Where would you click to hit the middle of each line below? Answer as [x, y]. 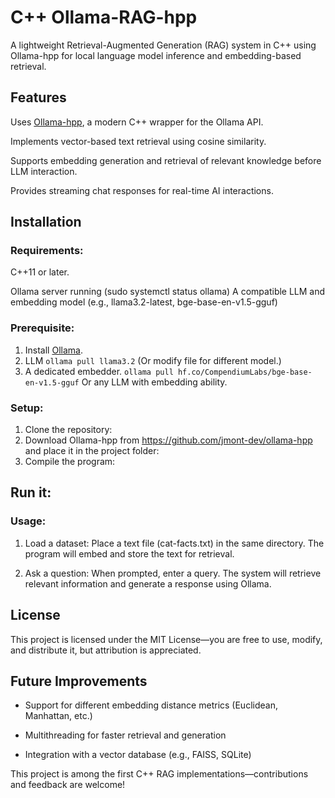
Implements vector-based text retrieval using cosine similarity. [138, 141]
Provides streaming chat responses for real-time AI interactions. [142, 190]
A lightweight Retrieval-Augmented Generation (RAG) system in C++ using [163, 45]
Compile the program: [70, 462]
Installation [46, 222]
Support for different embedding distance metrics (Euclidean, [151, 705]
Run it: [31, 492]
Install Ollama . [53, 350]
